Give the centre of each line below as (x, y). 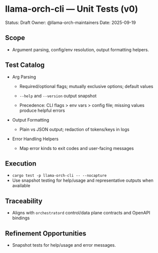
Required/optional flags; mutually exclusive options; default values (86, 86)
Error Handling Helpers (35, 139)
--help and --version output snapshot (58, 96)
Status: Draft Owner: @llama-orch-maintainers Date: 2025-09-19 (70, 22)
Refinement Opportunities (46, 233)
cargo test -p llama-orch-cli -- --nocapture (59, 176)
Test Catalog (25, 65)
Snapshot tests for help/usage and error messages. (64, 245)
